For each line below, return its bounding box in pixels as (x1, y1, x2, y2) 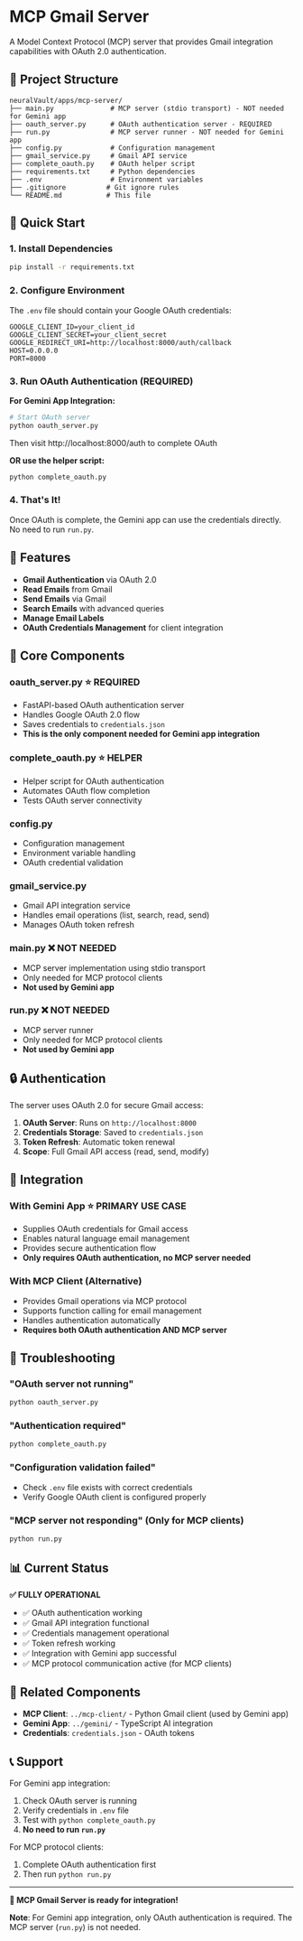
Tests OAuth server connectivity (22, 795, 142, 806)
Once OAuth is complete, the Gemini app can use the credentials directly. (9, 514, 282, 525)
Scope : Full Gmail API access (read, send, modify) (22, 1145, 210, 1157)
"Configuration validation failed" (9, 1461, 156, 1474)
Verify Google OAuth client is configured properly (22, 1491, 207, 1502)
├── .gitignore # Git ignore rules (9, 182, 179, 191)
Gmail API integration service (22, 901, 131, 911)
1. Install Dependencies (9, 242, 114, 255)
